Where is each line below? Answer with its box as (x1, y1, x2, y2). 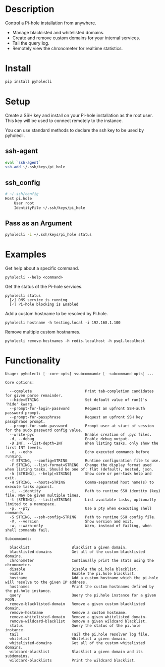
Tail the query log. (12, 40, 50, 46)
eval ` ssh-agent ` (5, 160, 41, 165)
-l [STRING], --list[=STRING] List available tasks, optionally (9, 497, 156, 502)
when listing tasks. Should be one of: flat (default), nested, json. (5, 467, 154, 472)
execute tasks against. (5, 484, 55, 489)
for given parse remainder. (5, 393, 63, 398)
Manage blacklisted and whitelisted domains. (12, 29, 105, 35)
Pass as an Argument (5, 219, 72, 227)
